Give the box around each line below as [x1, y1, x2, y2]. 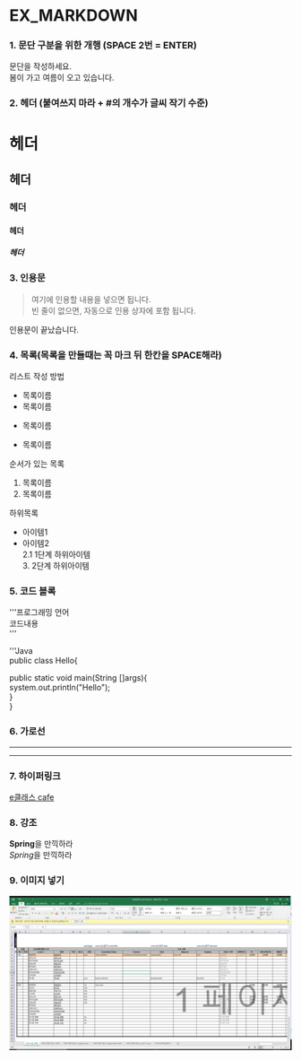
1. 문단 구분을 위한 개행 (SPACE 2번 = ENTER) [9, 39, 197, 52]
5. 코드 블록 [9, 585, 56, 597]
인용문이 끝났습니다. [9, 324, 79, 335]
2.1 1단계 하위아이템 [21, 549, 91, 560]
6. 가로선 [9, 725, 47, 738]
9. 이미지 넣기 [9, 874, 65, 887]
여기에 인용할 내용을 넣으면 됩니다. [30, 293, 151, 305]
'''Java [9, 646, 33, 656]
